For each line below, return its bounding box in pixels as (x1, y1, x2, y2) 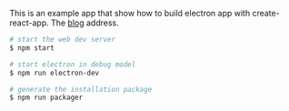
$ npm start (9, 43, 55, 53)
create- (252, 8, 280, 18)
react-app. (9, 17, 49, 28)
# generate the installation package (9, 85, 153, 94)
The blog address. (50, 17, 120, 28)
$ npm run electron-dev (9, 68, 100, 77)
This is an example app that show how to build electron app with (9, 8, 251, 18)
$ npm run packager (9, 93, 84, 103)
